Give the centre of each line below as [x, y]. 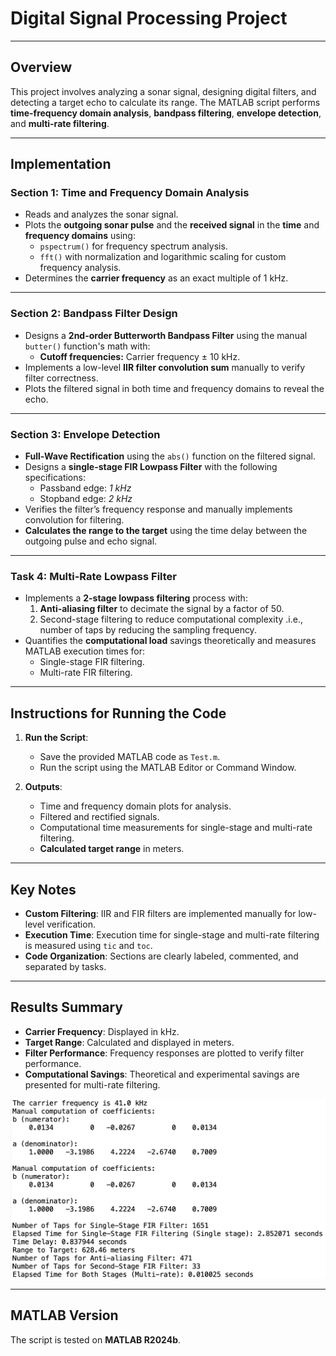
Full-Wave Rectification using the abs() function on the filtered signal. [170, 456]
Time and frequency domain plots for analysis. [135, 806]
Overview [41, 67]
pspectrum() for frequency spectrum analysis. [133, 246]
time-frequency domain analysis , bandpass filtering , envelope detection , [166, 113]
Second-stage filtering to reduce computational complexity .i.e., [171, 619]
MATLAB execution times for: [85, 651]
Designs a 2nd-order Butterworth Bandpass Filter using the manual [166, 335]
